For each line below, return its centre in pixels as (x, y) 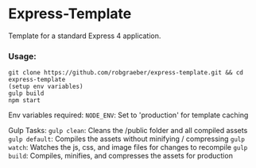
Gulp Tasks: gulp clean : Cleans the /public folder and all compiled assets (128, 131)
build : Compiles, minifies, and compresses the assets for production (120, 156)
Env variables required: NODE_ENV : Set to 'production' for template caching (128, 115)
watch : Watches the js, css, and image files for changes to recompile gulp (128, 147)
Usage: (23, 56)
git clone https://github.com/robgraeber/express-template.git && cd (126, 73)
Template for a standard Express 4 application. (85, 36)
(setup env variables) (46, 87)
